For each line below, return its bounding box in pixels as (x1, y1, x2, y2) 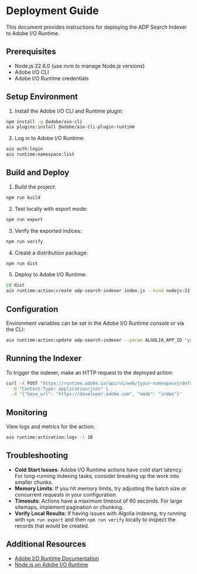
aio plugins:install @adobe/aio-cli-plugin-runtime (6, 124, 135, 130)
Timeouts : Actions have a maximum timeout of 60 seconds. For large (14, 497, 183, 504)
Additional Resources (6, 539, 86, 549)
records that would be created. (14, 522, 90, 529)
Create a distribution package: (14, 249, 88, 256)
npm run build (6, 195, 41, 201)
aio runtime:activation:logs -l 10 (6, 434, 93, 440)
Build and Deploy (6, 168, 69, 178)
